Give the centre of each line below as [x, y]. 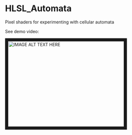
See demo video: [22, 31]
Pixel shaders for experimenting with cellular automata [60, 22]
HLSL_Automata [38, 9]
